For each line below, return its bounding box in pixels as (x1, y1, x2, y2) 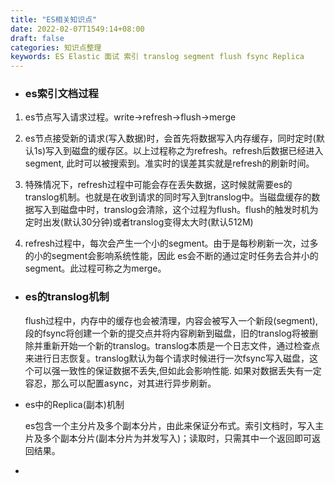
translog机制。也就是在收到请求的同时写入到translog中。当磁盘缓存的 (24, 191, 312, 203)
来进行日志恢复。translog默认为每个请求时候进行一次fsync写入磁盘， (24, 352, 310, 364)
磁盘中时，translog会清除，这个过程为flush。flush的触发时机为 (59, 204, 319, 216)
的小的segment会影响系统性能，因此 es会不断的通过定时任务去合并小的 (24, 250, 319, 262)
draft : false (10, 33, 65, 43)
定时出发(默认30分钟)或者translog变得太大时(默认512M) (24, 216, 254, 228)
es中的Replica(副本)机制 (24, 398, 125, 410)
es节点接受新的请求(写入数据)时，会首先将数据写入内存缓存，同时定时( (24, 132, 317, 145)
